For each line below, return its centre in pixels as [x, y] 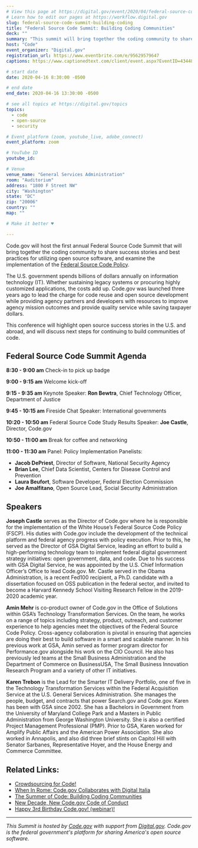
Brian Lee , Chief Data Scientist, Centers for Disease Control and [93, 469]
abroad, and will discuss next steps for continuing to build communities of [96, 331]
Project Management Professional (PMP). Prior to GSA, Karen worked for [94, 726]
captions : [18, 61]
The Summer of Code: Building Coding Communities [78, 797]
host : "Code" [22, 45]
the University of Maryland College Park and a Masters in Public [84, 713]
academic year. [39, 596]
